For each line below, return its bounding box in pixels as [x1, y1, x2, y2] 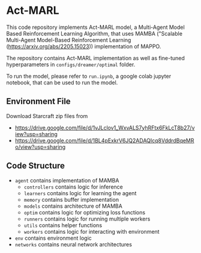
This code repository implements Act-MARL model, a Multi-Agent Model [6, 23, 185, 31]
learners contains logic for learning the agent [23, 189, 137, 196]
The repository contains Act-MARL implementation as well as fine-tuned [6, 54, 185, 61]
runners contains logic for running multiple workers [23, 215, 151, 222]
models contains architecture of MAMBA [23, 202, 123, 210]
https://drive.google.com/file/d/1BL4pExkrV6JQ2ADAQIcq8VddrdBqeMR [14, 137, 194, 144]
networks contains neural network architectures [14, 240, 132, 248]
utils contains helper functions [23, 221, 103, 229]
